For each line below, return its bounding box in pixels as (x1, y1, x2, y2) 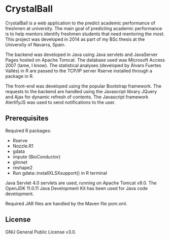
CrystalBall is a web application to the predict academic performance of (5, 20, 156, 26)
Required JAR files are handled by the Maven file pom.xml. (5, 200, 128, 206)
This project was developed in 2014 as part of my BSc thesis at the (5, 36, 145, 42)
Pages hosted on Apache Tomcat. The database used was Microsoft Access (5, 57, 165, 63)
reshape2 (12, 164, 33, 171)
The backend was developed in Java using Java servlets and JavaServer (5, 51, 158, 58)
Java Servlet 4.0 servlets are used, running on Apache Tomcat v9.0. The (5, 179, 157, 186)
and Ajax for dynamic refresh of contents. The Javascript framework (5, 94, 149, 100)
